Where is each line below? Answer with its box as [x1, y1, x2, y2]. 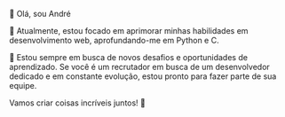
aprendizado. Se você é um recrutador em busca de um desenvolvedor [9, 62, 271, 72]
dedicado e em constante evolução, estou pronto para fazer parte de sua [9, 71, 277, 82]
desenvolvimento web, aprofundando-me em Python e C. [9, 35, 219, 45]
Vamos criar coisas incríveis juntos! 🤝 [9, 97, 146, 108]
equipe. [9, 81, 37, 90]
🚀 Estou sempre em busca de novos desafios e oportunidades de [9, 52, 249, 62]
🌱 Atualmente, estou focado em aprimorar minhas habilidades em [9, 26, 249, 35]
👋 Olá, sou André [9, 9, 71, 19]
